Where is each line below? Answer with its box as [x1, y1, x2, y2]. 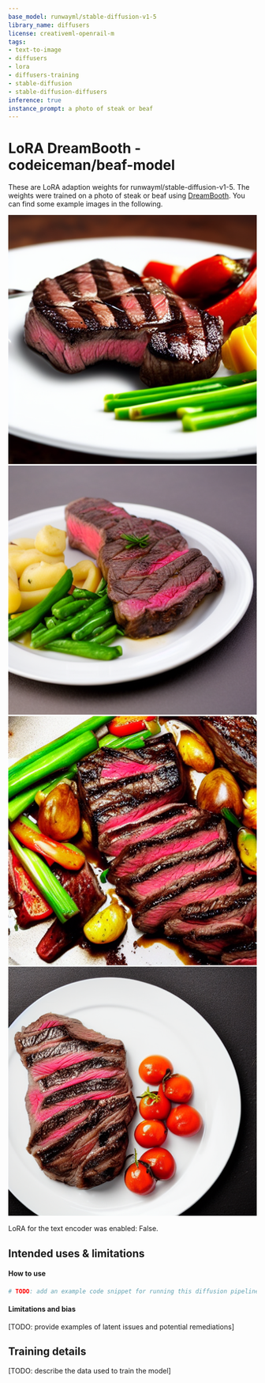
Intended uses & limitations [8, 1246, 145, 1260]
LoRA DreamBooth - [8, 139, 141, 157]
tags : [8, 38, 26, 46]
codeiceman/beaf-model [8, 157, 175, 174]
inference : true [8, 96, 62, 104]
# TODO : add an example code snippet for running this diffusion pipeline [8, 1287, 259, 1295]
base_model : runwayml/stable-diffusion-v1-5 [8, 13, 157, 21]
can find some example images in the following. [8, 199, 163, 209]
